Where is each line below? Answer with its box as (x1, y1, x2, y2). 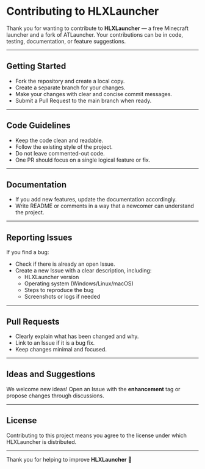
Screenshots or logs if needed (24, 293, 101, 301)
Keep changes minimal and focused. (15, 346, 107, 353)
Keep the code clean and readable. (15, 137, 104, 144)
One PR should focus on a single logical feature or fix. (15, 156, 151, 163)
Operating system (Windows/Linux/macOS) (24, 280, 134, 287)
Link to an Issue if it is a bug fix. (15, 339, 95, 347)
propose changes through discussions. (6, 392, 105, 399)
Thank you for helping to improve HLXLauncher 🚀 (6, 456, 132, 463)
